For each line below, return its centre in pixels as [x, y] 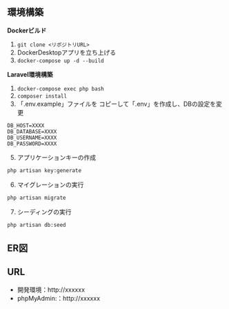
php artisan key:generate [44, 170]
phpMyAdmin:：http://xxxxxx [59, 298]
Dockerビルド [27, 30]
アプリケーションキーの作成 [57, 157]
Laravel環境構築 [30, 74]
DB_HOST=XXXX [26, 125]
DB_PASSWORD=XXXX [32, 144]
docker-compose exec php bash [61, 88]
